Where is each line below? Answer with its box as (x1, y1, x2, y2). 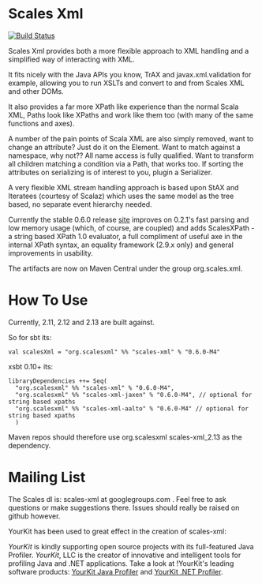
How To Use (8, 291, 88, 309)
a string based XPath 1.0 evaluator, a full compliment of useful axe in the (8, 231, 243, 241)
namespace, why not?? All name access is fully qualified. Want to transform (8, 151, 254, 160)
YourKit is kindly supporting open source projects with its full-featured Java (8, 541, 254, 551)
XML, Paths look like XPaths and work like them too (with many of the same (8, 110, 254, 119)
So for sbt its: (8, 332, 52, 342)
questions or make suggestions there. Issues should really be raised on (8, 503, 240, 512)
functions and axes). (8, 118, 75, 128)
